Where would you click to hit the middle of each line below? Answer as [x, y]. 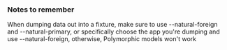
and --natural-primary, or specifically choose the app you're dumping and [113, 32]
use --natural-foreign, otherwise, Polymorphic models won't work [102, 39]
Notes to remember [41, 10]
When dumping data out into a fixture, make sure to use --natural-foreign [112, 25]
